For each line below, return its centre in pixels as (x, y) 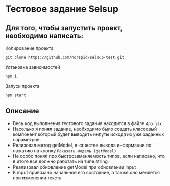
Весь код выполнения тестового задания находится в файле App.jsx (87, 123)
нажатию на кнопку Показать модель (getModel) (64, 150)
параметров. (27, 139)
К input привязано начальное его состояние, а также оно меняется (86, 172)
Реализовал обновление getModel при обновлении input (74, 167)
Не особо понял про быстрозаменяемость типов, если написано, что (89, 156)
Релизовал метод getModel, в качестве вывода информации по (82, 145)
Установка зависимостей (33, 67)
